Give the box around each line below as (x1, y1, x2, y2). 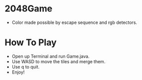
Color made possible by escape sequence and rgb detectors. (11, 19, 138, 25)
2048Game (4, 3, 53, 14)
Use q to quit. (11, 64, 40, 70)
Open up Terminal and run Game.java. (11, 53, 90, 59)
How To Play (4, 37, 57, 48)
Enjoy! (11, 69, 25, 75)
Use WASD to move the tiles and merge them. (11, 58, 106, 65)
